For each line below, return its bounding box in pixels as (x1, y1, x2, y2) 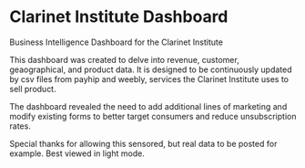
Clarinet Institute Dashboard (9, 6, 229, 27)
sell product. (9, 83, 56, 94)
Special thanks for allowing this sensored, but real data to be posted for (9, 138, 278, 149)
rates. (9, 121, 32, 131)
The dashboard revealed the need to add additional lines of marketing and (9, 100, 288, 111)
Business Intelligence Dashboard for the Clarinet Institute (9, 37, 223, 47)
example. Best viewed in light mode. (9, 148, 146, 159)
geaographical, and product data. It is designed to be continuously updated (9, 64, 293, 75)
